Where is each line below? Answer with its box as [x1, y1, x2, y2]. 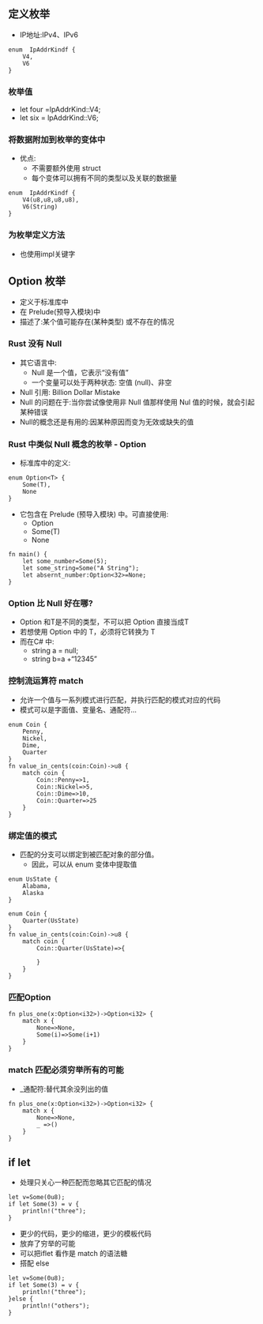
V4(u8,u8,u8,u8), [22, 196, 80, 204]
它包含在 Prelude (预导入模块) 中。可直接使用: [19, 510, 169, 519]
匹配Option [8, 991, 51, 1002]
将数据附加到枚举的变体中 [8, 134, 106, 145]
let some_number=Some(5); [22, 558, 108, 566]
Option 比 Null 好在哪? [8, 598, 93, 609]
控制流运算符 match [8, 675, 85, 686]
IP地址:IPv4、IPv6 [19, 30, 79, 39]
